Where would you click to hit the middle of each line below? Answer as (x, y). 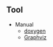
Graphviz (35, 37)
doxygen (35, 31)
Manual (24, 24)
